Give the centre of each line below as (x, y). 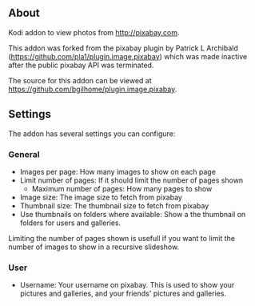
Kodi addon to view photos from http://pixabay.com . (94, 32)
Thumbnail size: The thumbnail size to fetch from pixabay (114, 205)
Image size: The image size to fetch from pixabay (101, 197)
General (24, 154)
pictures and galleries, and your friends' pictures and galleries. (123, 294)
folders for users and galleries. (70, 223)
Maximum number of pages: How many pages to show (122, 188)
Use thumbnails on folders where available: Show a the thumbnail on (133, 214)
